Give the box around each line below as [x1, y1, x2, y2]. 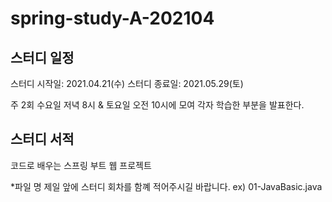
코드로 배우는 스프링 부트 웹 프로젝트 [10, 159, 152, 171]
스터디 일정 [10, 49, 75, 66]
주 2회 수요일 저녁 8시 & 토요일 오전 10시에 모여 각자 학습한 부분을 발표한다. [10, 99, 305, 111]
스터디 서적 [10, 131, 75, 148]
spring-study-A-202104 [10, 7, 215, 30]
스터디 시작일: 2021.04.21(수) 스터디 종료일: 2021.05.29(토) [10, 78, 244, 89]
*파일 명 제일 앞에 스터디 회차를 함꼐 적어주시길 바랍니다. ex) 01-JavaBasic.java [10, 180, 323, 192]
